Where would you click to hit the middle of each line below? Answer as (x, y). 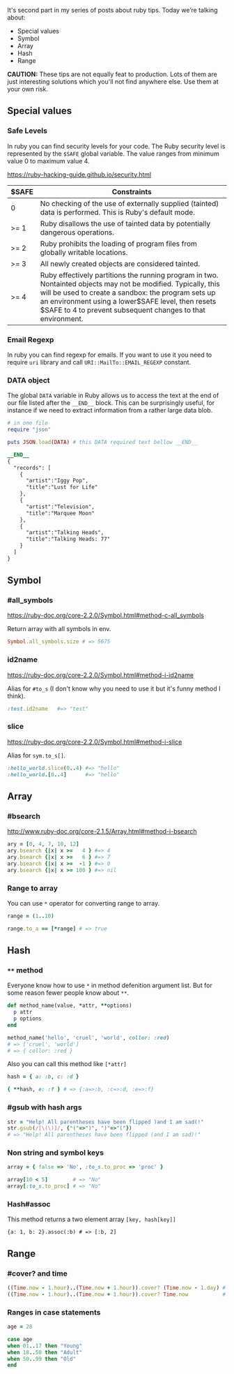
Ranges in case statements (54, 1312)
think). (16, 696)
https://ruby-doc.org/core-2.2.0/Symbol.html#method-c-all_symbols (106, 615)
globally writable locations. (84, 252)
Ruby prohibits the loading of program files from (118, 244)
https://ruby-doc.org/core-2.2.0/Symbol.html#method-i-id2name (100, 675)
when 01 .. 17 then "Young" (45, 1346)
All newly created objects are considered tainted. (120, 263)
